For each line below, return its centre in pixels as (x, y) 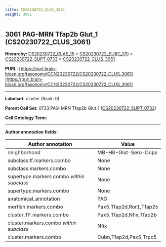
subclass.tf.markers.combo (39, 161)
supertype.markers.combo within (46, 177)
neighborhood (24, 153)
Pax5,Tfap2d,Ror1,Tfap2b (128, 207)
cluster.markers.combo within (42, 223)
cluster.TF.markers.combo (38, 215)
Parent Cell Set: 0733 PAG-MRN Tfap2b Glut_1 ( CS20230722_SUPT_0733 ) (81, 108)
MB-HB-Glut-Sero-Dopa (127, 153)
